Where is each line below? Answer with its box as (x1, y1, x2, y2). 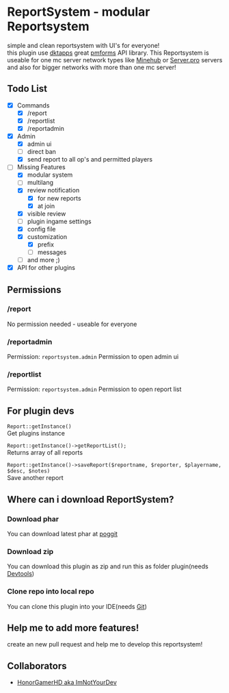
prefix (37, 240, 55, 249)
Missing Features (16, 163, 66, 171)
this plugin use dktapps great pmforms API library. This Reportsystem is (7, 49, 210, 57)
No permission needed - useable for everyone (7, 320, 137, 328)
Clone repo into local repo (7, 587, 94, 596)
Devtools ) (7, 570, 35, 578)
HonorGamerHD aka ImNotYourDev (16, 679, 118, 687)
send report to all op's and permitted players (27, 155, 152, 164)
